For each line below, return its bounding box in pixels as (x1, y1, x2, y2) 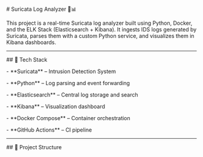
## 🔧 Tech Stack (6, 56, 48, 63)
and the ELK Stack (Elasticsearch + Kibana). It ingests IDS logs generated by (6, 26, 197, 33)
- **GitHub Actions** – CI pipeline (6, 126, 92, 133)
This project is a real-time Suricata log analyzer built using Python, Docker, (6, 19, 193, 27)
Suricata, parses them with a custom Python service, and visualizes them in (6, 33, 195, 39)
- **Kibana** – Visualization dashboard (6, 103, 106, 110)
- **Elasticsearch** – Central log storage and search (6, 91, 138, 98)
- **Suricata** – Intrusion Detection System (6, 68, 117, 75)
